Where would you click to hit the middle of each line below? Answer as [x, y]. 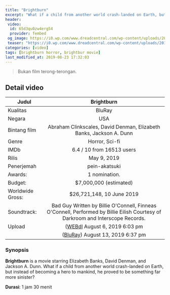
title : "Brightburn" [27, 10]
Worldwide [21, 191]
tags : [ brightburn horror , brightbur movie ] [53, 52]
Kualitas [17, 111]
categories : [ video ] [27, 48]
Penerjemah [22, 167]
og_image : [18, 39]
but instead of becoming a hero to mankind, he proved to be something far [83, 272]
